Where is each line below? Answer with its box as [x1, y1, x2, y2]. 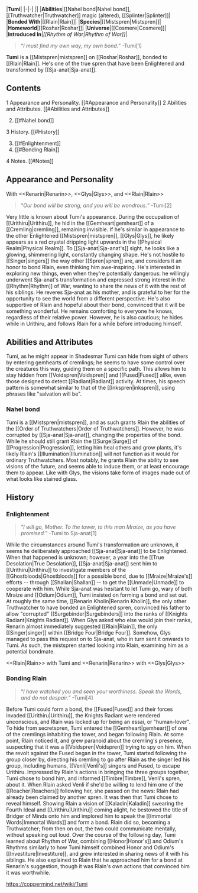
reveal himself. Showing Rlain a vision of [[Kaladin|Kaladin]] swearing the [6, 800, 184, 807]
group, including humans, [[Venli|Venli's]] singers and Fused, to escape [6, 762, 180, 769]
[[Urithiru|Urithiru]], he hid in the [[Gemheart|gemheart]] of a [6, 219, 154, 227]
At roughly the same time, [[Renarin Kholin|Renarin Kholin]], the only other [6, 598, 187, 605]
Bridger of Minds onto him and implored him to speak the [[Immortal [6, 812, 172, 819]
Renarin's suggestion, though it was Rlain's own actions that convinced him [6, 862, 190, 869]
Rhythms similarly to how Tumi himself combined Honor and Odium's [6, 843, 174, 851]
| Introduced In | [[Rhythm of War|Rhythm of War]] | [6, 31, 128, 38]
